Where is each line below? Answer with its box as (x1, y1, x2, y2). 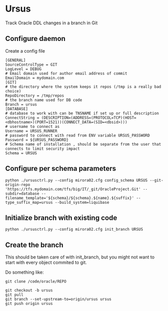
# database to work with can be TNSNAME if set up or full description (5, 111, 159, 116)
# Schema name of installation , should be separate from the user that (5, 142, 161, 147)
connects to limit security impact (5, 146, 80, 151)
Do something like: (5, 269, 44, 276)
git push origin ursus (5, 301, 53, 306)
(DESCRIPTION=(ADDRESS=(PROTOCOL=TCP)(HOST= (41, 115, 137, 120)
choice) (5, 88, 22, 94)
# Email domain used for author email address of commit (5, 71, 128, 76)
